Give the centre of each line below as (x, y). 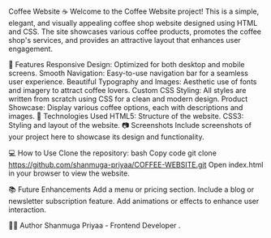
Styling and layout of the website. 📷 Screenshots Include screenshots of (130, 125)
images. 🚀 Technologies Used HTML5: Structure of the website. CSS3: (126, 116)
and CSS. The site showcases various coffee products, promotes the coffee (135, 32)
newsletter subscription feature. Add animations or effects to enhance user (134, 201)
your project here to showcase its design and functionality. (106, 137)
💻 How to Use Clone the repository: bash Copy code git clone (113, 153)
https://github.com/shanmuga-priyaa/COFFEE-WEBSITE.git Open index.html (136, 165)
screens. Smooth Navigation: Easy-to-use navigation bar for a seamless (129, 73)
